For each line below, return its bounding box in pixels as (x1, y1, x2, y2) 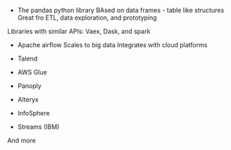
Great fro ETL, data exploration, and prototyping (17, 13, 157, 22)
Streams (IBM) (17, 123, 60, 131)
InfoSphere (17, 109, 51, 117)
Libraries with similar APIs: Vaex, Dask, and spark (7, 27, 151, 35)
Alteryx (17, 95, 39, 104)
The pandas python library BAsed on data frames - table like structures (17, 6, 225, 14)
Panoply (17, 82, 42, 90)
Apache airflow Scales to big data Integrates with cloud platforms (17, 41, 208, 49)
